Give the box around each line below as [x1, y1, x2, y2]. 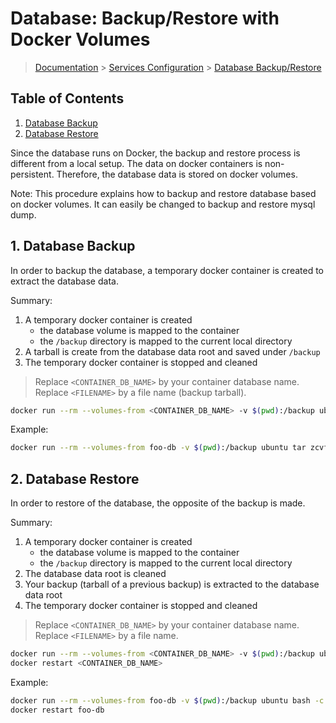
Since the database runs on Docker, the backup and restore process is [10, 147, 301, 159]
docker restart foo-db [10, 705, 105, 715]
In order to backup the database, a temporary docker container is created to [10, 264, 324, 276]
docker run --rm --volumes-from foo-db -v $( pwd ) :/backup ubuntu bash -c [10, 695, 325, 706]
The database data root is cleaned [24, 568, 167, 580]
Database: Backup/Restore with [10, 7, 280, 30]
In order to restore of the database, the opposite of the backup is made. [10, 497, 306, 509]
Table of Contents [10, 90, 125, 107]
